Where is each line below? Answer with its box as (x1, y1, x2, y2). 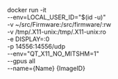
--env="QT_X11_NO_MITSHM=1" (7, 49, 99, 58)
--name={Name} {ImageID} (7, 65, 85, 72)
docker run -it (7, 6, 47, 14)
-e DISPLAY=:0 (7, 35, 50, 43)
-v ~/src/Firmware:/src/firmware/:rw (7, 21, 112, 28)
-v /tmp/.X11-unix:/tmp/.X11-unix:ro (7, 27, 106, 36)
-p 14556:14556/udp (7, 43, 66, 50)
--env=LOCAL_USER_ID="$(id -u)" (7, 13, 106, 21)
